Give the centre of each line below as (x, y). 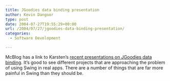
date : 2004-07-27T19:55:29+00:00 (41, 24)
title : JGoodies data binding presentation (52, 10)
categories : (18, 33)
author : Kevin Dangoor (29, 15)
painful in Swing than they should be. (44, 73)
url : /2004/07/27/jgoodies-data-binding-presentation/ (65, 29)
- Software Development (35, 38)
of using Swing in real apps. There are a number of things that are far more (84, 68)
